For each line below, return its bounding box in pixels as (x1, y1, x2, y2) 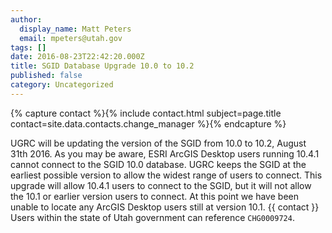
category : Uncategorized (10, 80, 114, 90)
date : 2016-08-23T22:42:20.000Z (10, 52, 145, 62)
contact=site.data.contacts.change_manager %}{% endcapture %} (10, 117, 287, 130)
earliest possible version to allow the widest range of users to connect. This (10, 169, 323, 181)
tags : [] (10, 42, 47, 53)
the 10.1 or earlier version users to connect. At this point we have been (10, 190, 299, 202)
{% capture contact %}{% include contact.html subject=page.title (10, 107, 282, 119)
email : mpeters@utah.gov (19, 33, 123, 43)
